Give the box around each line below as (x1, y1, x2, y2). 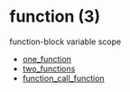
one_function (22, 53, 72, 64)
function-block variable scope (9, 36, 122, 47)
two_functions (22, 63, 76, 74)
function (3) (9, 6, 101, 27)
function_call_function (22, 72, 106, 83)
